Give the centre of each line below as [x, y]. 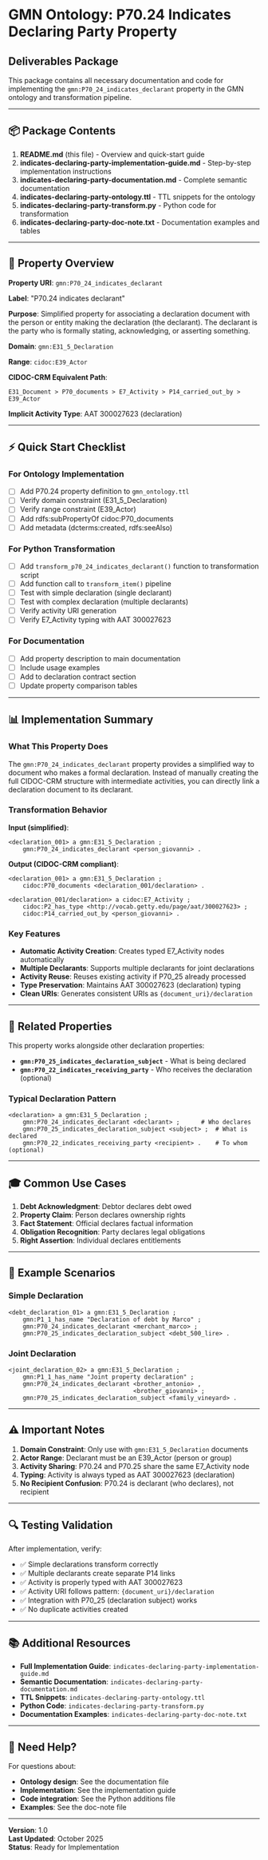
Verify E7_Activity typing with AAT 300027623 [95, 620]
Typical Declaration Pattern [62, 1099]
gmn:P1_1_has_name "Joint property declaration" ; [108, 1377]
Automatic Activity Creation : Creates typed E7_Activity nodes [122, 951]
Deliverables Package [63, 61]
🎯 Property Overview [61, 263]
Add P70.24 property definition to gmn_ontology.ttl [104, 491]
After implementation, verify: [55, 1548]
